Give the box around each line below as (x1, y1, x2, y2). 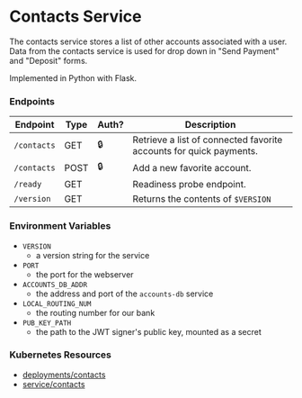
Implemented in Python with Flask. (9, 72, 138, 83)
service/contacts (22, 378, 85, 389)
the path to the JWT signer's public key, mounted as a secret (35, 326, 262, 337)
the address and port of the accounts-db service (35, 288, 214, 299)
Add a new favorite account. (132, 161, 252, 174)
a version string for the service (35, 249, 150, 260)
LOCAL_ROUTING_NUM (22, 299, 92, 308)
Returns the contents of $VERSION (132, 193, 271, 205)
